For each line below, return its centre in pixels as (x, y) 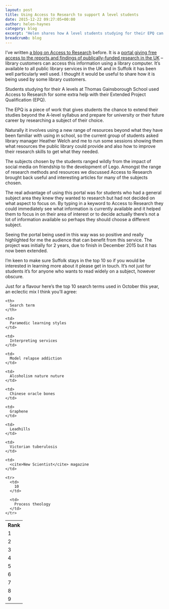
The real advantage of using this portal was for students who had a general (83, 192)
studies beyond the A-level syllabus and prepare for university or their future (85, 115)
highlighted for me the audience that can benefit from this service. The (79, 240)
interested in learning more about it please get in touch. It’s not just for (78, 266)
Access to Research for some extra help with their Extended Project (76, 94)
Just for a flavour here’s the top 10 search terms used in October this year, (82, 286)
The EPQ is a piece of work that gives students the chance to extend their (82, 110)
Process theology (33, 504)
